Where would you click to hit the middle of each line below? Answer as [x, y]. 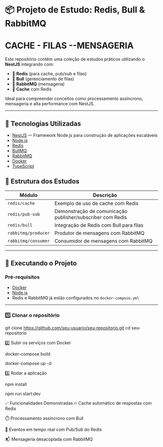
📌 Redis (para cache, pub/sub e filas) [49, 74]
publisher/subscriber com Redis [91, 217]
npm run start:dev [23, 394]
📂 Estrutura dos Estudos [42, 181]
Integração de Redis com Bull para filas [99, 225]
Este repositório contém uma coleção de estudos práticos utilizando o [75, 59]
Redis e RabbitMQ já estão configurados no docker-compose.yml [75, 298]
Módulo [29, 195]
